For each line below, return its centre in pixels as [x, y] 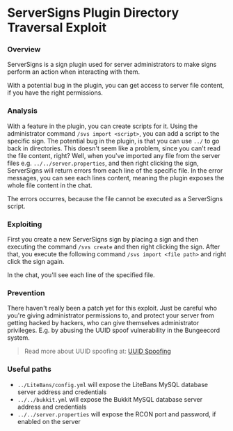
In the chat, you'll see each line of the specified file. [81, 275]
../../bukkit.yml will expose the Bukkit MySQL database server [110, 399]
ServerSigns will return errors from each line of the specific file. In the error [115, 170]
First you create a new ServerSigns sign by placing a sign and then [103, 240]
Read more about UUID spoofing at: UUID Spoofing [98, 351]
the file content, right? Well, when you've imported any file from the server [114, 155]
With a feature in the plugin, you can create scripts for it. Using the [103, 126]
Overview [24, 49]
